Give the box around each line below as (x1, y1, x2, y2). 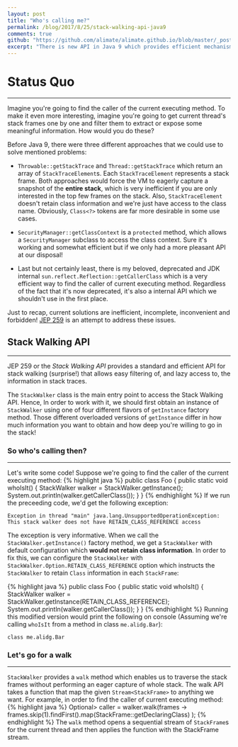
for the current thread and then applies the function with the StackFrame (7, 726, 220, 734)
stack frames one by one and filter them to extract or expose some (7, 118, 203, 128)
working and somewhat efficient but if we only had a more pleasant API (17, 242, 227, 252)
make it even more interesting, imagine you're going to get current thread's (7, 111, 227, 120)
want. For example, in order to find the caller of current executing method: (7, 695, 224, 704)
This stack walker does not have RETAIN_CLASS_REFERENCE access (7, 519, 201, 526)
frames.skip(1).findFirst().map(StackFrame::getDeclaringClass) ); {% (7, 710, 207, 719)
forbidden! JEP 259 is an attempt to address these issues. (7, 315, 176, 324)
